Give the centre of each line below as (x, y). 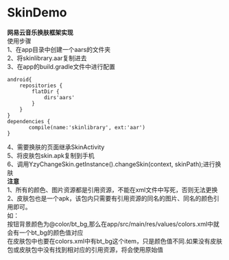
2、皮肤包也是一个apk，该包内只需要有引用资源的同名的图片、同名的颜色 (110, 198)
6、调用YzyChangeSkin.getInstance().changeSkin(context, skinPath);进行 (111, 164)
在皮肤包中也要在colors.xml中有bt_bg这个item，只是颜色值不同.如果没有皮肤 (115, 241)
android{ (20, 79)
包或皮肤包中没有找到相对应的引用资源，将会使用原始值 (85, 249)
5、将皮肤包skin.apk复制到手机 (51, 155)
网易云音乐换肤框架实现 (40, 32)
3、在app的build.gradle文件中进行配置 (61, 66)
